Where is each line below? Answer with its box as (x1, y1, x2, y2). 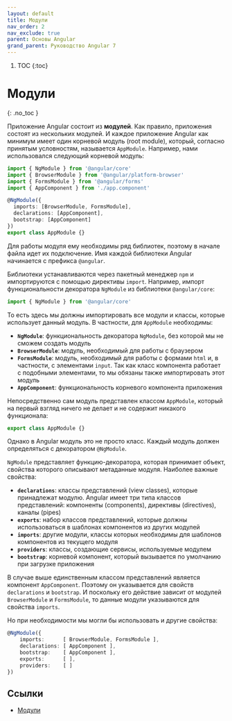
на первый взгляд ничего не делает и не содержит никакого (7, 404, 186, 412)
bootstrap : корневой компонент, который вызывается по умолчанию (17, 552, 222, 561)
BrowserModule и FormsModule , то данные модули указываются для (7, 595, 199, 604)
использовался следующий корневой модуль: (7, 151, 144, 160)
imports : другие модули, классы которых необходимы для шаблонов (17, 530, 222, 538)
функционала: (7, 411, 48, 420)
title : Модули (7, 17, 48, 24)
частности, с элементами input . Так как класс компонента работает (17, 361, 221, 369)
